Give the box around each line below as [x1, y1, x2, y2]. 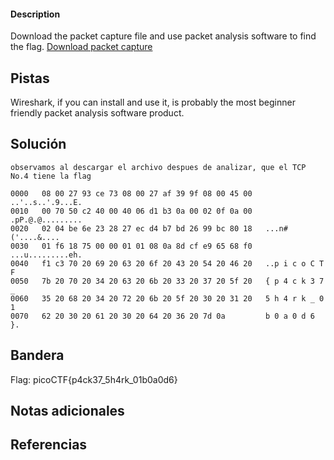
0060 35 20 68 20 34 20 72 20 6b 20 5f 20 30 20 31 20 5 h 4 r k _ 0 [10, 293, 325, 304]
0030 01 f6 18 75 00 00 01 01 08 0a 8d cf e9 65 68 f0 [10, 241, 253, 251]
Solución [10, 136, 67, 153]
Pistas [10, 70, 50, 87]
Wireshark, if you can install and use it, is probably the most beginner [10, 96, 296, 109]
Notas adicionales [10, 403, 125, 420]
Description [10, 8, 61, 20]
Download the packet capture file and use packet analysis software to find [10, 30, 317, 42]
